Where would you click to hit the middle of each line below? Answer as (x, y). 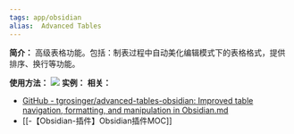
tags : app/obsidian (46, 17)
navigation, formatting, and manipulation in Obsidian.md (125, 110)
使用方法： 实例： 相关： (60, 82)
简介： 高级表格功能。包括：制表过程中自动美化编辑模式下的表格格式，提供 (147, 52)
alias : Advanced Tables (55, 26)
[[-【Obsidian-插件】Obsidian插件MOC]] (97, 121)
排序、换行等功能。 (45, 63)
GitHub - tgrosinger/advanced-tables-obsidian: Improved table (138, 100)
